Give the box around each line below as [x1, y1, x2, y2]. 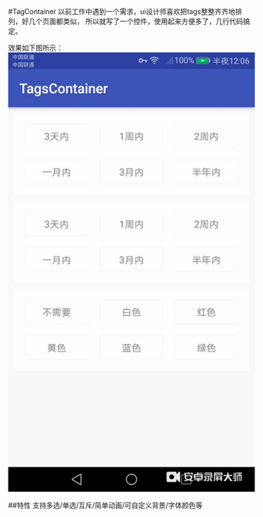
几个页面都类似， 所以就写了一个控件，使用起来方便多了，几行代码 [28, 16, 243, 26]
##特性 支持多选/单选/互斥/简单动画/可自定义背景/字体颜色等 [8, 501, 203, 510]
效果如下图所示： [8, 43, 63, 53]
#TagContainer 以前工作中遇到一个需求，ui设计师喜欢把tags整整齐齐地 [8, 7, 236, 16]
